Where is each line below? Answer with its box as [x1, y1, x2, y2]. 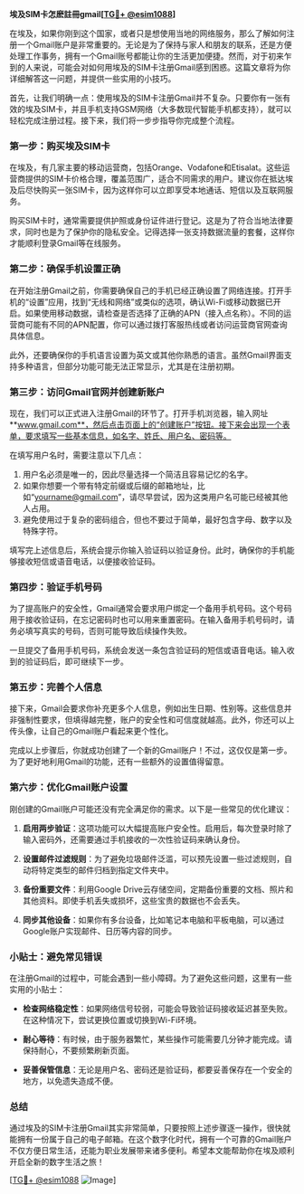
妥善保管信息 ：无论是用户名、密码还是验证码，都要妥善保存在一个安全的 [22, 1065, 292, 1076]
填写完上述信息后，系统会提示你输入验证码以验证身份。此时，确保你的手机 [9, 545, 287, 555]
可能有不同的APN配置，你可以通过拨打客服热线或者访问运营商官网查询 [24, 318, 288, 329]
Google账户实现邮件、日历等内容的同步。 [22, 925, 177, 936]
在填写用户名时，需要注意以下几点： [9, 450, 145, 460]
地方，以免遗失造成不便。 [22, 1076, 119, 1086]
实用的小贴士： [9, 984, 65, 995]
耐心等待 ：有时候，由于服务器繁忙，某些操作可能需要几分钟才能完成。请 [22, 1034, 292, 1045]
